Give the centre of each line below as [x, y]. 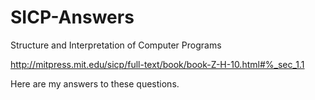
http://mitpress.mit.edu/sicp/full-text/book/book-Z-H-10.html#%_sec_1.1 [157, 64]
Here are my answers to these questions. [95, 83]
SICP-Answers [72, 17]
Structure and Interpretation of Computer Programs [116, 45]
